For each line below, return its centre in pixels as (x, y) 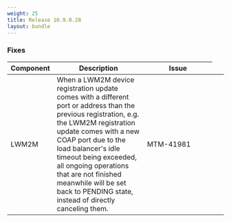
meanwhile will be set (91, 183)
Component (30, 68)
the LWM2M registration (96, 122)
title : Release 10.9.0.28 (44, 20)
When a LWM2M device (96, 80)
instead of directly (86, 200)
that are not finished (89, 174)
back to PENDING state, (95, 191)
